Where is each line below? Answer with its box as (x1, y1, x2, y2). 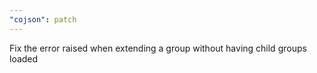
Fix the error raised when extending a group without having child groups (9, 42, 307, 54)
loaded (9, 52, 39, 65)
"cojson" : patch (9, 14, 77, 25)
